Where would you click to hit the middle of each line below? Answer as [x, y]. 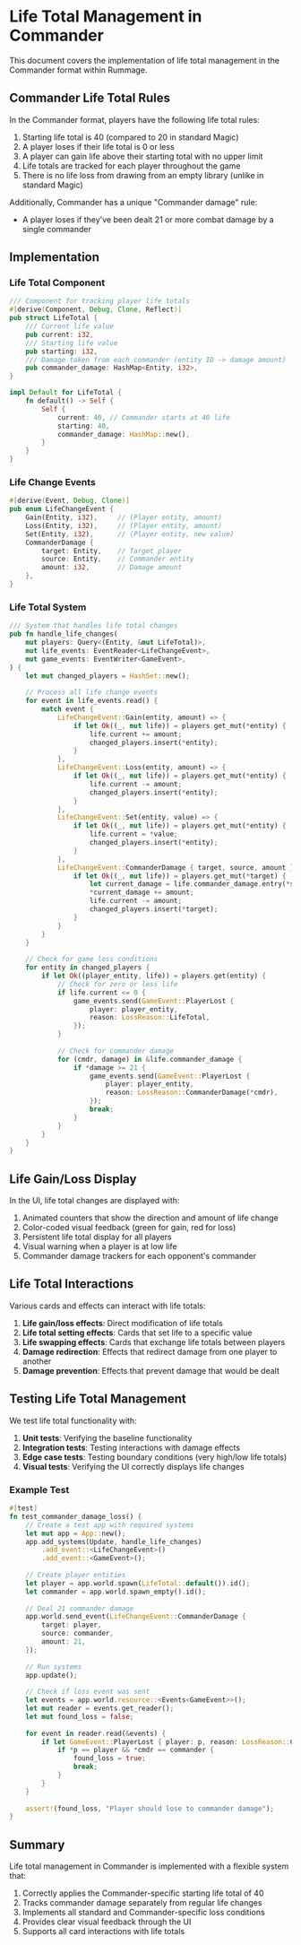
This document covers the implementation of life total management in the [145, 60]
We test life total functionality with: [73, 1420]
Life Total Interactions [72, 1284]
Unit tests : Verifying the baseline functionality [107, 1437]
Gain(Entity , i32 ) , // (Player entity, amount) [124, 517]
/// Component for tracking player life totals [100, 301]
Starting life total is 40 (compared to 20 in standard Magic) [130, 137]
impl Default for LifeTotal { [66, 393]
